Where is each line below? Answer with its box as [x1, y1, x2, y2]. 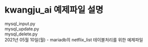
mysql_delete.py [4, 31, 38, 37]
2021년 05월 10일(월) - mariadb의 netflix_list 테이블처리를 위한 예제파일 [4, 37, 144, 43]
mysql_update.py [4, 26, 39, 31]
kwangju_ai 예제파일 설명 [4, 4, 104, 16]
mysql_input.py [4, 20, 35, 27]
